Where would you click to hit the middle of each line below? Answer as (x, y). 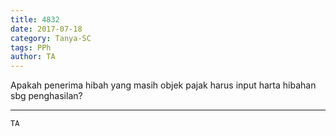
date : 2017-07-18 (46, 29)
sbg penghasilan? (46, 96)
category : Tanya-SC (51, 38)
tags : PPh (31, 47)
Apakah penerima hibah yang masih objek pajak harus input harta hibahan (163, 85)
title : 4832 (35, 19)
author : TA (33, 57)
